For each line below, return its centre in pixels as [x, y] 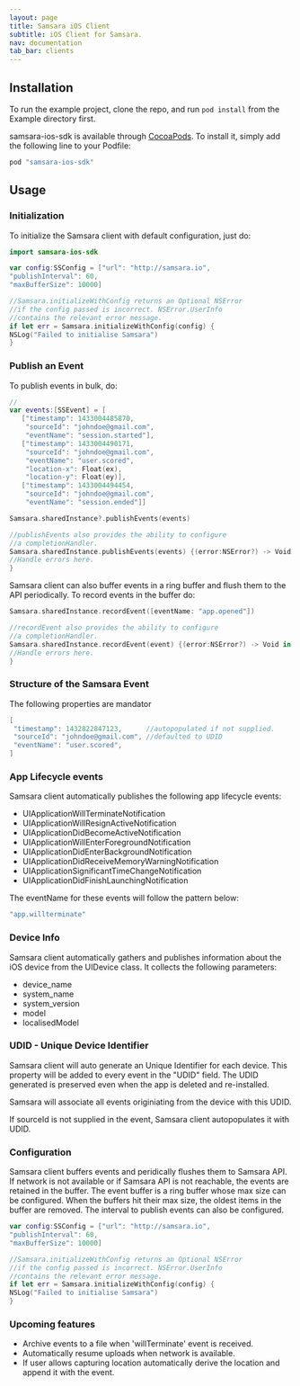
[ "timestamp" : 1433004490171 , [78, 443]
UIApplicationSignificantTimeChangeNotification [112, 871]
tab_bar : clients [42, 51]
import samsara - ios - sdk [54, 252]
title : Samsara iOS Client [60, 26]
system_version [51, 1003]
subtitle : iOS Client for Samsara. [76, 34]
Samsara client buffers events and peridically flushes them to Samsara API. [148, 1172]
